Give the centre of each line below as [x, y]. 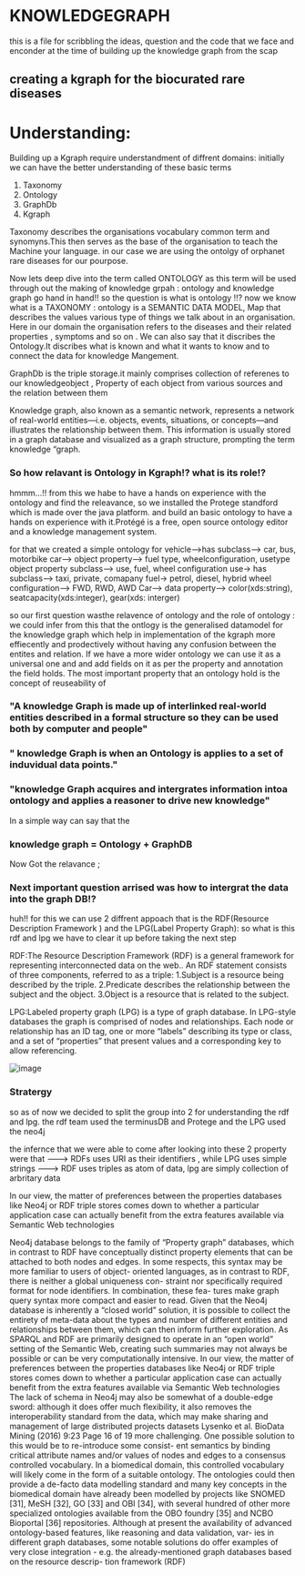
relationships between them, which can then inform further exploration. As [149, 1329]
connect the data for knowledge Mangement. [94, 356]
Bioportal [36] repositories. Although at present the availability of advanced [151, 1522]
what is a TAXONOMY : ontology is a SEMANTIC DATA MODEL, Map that [145, 308]
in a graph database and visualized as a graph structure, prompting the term [152, 440]
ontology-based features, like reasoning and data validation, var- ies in [142, 1532]
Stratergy [31, 1092]
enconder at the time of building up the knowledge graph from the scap [143, 50]
